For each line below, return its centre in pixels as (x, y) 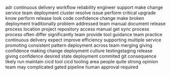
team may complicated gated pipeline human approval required (72, 67)
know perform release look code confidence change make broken (75, 18)
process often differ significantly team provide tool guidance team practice (84, 34)
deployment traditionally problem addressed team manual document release (86, 23)
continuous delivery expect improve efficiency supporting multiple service (83, 40)
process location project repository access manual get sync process (77, 29)
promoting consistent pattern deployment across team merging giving (79, 45)
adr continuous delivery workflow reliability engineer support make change (84, 7)
